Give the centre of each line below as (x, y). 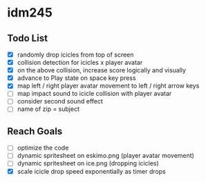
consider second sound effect (60, 101)
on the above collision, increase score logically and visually (102, 70)
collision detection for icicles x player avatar (80, 63)
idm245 (30, 13)
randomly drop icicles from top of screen (75, 54)
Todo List (28, 38)
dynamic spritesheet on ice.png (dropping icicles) (88, 163)
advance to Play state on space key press (76, 78)
